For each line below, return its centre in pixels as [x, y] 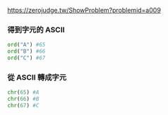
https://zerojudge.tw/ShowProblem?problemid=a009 [84, 10]
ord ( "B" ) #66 [26, 52]
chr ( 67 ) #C [23, 105]
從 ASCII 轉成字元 [37, 77]
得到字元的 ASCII [36, 30]
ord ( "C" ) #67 [26, 58]
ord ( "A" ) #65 [26, 45]
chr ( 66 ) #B [23, 99]
